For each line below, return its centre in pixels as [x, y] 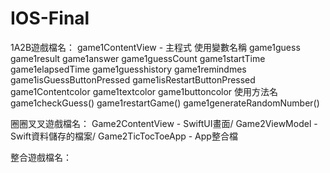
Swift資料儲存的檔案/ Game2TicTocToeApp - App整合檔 [124, 136]
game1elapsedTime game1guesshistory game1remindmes [128, 69]
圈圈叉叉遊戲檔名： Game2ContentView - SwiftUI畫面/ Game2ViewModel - [164, 123]
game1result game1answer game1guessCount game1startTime [138, 58]
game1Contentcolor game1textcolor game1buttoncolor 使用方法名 [144, 91]
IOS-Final [50, 18]
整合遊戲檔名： [41, 157]
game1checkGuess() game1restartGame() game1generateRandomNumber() [165, 103]
